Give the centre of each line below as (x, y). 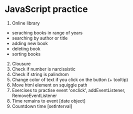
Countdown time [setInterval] (42, 106)
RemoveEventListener (34, 95)
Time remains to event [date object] (49, 100)
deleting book (26, 48)
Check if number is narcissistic (44, 69)
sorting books (26, 54)
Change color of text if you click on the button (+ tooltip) (70, 79)
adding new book (30, 43)
